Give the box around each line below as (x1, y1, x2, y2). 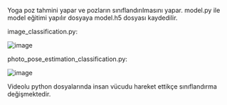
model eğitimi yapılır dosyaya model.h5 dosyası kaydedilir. (7, 13, 178, 22)
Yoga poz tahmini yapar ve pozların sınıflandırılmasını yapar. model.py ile (7, 6, 221, 14)
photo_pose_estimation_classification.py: (7, 55, 128, 63)
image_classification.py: (7, 28, 78, 35)
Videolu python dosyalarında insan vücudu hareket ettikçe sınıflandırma (7, 82, 217, 91)
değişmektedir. (7, 90, 51, 98)
